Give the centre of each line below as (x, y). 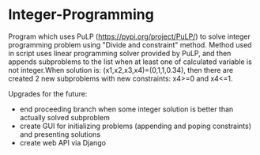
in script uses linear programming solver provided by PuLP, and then (120, 53)
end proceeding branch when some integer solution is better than (126, 109)
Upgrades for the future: (48, 93)
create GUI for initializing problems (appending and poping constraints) (135, 126)
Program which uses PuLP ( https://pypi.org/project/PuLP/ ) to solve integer (130, 36)
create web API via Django (63, 142)
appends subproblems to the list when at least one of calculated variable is (130, 62)
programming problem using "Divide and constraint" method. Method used (130, 44)
